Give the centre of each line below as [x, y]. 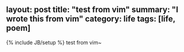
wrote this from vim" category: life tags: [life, [91, 19]
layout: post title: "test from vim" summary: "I [92, 10]
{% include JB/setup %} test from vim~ [54, 42]
